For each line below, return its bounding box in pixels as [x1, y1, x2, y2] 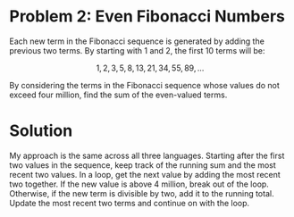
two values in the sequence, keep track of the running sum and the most [9, 159, 277, 171]
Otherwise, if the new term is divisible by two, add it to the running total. [9, 188, 274, 198]
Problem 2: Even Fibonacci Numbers [9, 6, 286, 27]
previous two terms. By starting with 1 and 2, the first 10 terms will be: [9, 45, 265, 55]
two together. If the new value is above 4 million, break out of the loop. [9, 179, 270, 189]
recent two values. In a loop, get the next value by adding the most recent [9, 169, 281, 179]
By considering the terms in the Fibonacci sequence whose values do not [9, 79, 280, 90]
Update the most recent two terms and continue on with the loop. [9, 197, 250, 208]
